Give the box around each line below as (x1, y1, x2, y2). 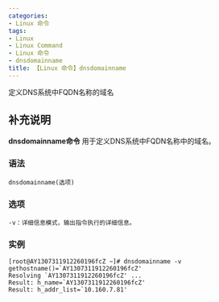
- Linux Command (8, 42, 63, 50)
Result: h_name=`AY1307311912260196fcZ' (8, 279, 147, 287)
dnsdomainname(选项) (8, 178, 75, 186)
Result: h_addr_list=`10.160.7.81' (8, 286, 128, 294)
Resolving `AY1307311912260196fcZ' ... (8, 271, 143, 280)
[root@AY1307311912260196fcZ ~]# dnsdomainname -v (8, 258, 182, 266)
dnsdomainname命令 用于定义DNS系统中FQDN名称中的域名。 (8, 136, 216, 146)
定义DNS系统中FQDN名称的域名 (8, 87, 114, 97)
